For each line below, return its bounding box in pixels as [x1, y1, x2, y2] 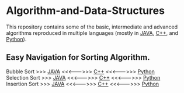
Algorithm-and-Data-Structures [6, 4, 165, 17]
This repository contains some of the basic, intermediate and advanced [6, 23, 178, 30]
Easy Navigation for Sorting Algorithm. [6, 52, 150, 62]
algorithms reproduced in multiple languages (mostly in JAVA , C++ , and [6, 29, 179, 36]
